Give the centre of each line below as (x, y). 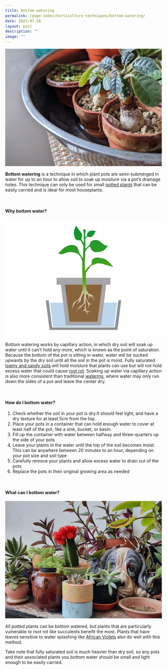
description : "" (22, 32)
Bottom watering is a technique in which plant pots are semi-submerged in (82, 174)
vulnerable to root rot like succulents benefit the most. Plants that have (78, 631)
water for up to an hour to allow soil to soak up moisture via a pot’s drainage (83, 179)
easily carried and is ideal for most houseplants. (54, 190)
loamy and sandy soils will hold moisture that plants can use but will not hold (83, 366)
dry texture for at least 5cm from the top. (54, 419)
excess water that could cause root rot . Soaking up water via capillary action (83, 371)
